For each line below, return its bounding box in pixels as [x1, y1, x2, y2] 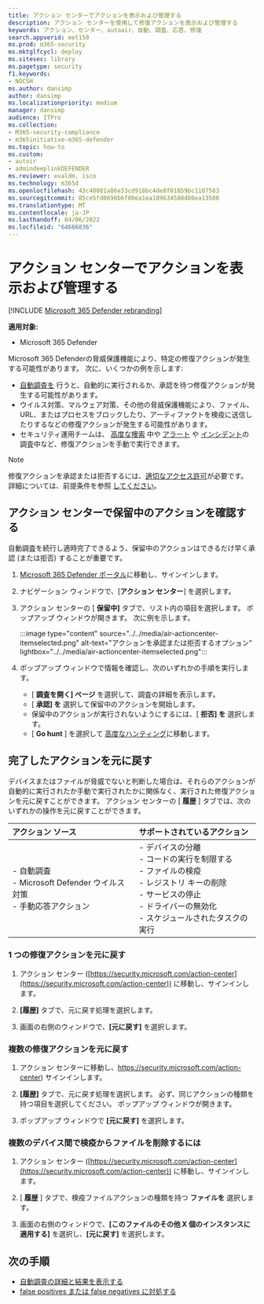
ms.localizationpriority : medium [8, 99, 118, 107]
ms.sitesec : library [8, 56, 76, 64]
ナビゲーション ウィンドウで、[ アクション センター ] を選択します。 [19, 586, 236, 595]
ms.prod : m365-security [8, 41, 86, 49]
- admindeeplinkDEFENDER [8, 165, 90, 173]
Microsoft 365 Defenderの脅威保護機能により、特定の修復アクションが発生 [8, 353, 250, 363]
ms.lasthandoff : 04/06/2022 [8, 216, 101, 224]
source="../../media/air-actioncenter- [99, 628, 218, 638]
